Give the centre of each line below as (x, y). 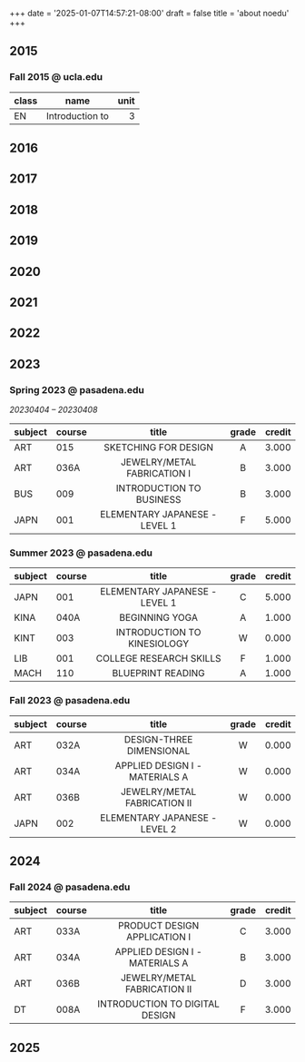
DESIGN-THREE (158, 739)
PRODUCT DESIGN (158, 926)
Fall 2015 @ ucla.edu (56, 77)
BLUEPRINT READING (159, 674)
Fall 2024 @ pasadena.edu (70, 887)
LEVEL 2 (158, 829)
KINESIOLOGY (159, 644)
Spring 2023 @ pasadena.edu (77, 389)
